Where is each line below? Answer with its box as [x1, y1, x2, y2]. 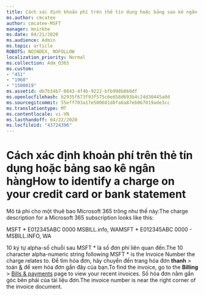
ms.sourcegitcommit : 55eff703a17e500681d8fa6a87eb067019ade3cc [6, 99, 171, 105]
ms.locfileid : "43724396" [6, 123, 72, 129]
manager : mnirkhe [6, 26, 51, 32]
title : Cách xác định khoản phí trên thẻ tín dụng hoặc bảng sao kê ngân [6, 9, 198, 15]
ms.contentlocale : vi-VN [6, 111, 69, 117]
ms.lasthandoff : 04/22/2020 [6, 116, 78, 123]
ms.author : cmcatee [6, 15, 56, 21]
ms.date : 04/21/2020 [6, 32, 59, 38]
